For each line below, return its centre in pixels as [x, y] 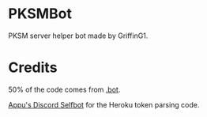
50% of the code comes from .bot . [64, 89]
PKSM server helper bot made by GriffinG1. [78, 36]
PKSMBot [40, 14]
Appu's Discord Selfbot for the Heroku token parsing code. [104, 104]
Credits [33, 68]
